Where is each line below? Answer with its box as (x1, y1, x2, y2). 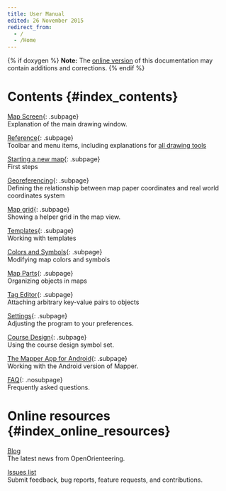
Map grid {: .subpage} (7, 205, 70, 214)
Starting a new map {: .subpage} (7, 155, 101, 163)
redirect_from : (7, 23, 52, 31)
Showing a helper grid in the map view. (7, 212, 121, 221)
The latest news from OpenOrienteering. (7, 454, 125, 463)
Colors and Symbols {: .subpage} (7, 248, 103, 257)
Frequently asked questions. (7, 383, 90, 392)
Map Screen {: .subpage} (7, 112, 79, 121)
